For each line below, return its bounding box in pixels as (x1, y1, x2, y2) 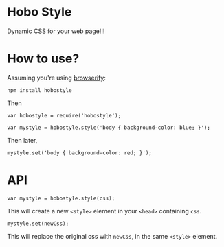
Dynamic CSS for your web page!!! (7, 27, 105, 35)
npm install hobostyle (7, 86, 72, 93)
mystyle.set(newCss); (7, 220, 69, 227)
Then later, (7, 136, 38, 144)
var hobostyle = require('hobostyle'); (7, 112, 122, 119)
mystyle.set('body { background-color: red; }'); (7, 149, 153, 156)
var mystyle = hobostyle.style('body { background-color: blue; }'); (7, 124, 211, 131)
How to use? (7, 51, 80, 67)
